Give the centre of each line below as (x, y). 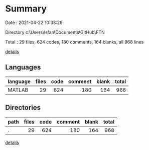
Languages (23, 67)
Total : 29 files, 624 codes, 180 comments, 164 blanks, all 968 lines (74, 42)
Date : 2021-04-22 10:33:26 (34, 22)
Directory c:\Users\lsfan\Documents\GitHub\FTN (55, 32)
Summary (26, 9)
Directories (23, 108)
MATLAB (18, 89)
